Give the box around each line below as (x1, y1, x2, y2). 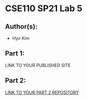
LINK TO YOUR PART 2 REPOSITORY (5, 89, 79, 95)
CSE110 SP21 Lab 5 (5, 3, 83, 14)
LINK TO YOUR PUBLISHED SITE (5, 62, 71, 68)
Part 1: (5, 49, 25, 58)
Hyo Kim (12, 35, 30, 41)
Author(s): (5, 22, 38, 31)
